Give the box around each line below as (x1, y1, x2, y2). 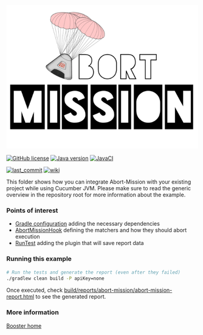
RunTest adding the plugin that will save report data (15, 240, 144, 247)
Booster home (6, 322, 42, 330)
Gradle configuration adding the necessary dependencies (15, 220, 160, 227)
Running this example (6, 255, 72, 263)
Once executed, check (6, 286, 63, 294)
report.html (6, 293, 35, 300)
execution (15, 233, 41, 240)
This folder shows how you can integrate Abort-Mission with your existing (6, 178, 191, 185)
